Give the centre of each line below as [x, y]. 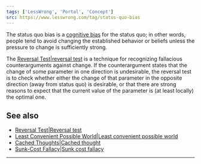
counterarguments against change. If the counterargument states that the [97, 65]
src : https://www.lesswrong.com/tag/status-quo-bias [73, 17]
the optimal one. [26, 97]
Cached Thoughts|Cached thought [58, 143]
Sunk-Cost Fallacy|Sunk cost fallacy [59, 149]
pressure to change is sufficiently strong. [57, 47]
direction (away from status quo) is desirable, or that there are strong [91, 84]
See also [22, 115]
